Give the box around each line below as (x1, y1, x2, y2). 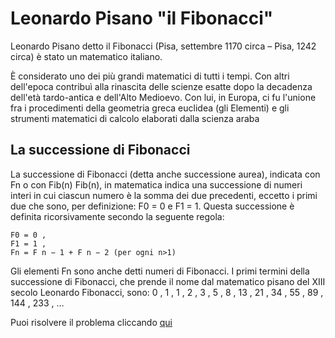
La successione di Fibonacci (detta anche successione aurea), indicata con (10, 168, 321, 180)
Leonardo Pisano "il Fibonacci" (10, 7, 274, 30)
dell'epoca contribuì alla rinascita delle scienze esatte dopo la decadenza (10, 80, 313, 92)
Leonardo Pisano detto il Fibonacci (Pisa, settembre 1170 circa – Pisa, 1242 (10, 40, 317, 52)
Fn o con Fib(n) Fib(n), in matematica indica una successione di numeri (10, 178, 303, 191)
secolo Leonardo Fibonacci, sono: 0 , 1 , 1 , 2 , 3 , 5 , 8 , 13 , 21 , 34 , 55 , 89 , (10, 286, 324, 298)
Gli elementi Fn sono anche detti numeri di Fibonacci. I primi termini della (10, 265, 310, 277)
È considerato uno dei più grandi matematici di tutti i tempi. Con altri (10, 70, 290, 82)
